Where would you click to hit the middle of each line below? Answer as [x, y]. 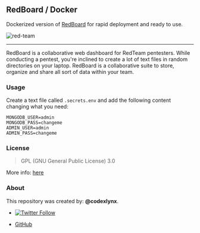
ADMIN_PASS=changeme [32, 133]
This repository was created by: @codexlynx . [62, 201]
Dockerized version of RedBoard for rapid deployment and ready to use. [95, 24]
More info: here [25, 173]
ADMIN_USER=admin [28, 128]
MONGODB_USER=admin [30, 118]
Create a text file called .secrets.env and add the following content [89, 100]
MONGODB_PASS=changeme [34, 123]
